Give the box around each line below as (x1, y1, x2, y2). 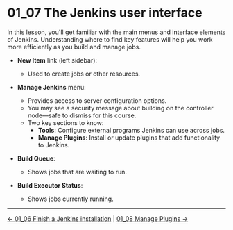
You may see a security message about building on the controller (27, 104, 214, 112)
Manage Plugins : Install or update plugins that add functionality (37, 133, 221, 142)
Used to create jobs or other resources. (27, 69, 141, 78)
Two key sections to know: (27, 118, 104, 126)
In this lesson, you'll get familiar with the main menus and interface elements (7, 28, 226, 36)
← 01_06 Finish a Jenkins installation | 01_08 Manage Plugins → (7, 214, 189, 223)
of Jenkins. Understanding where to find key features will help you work (7, 35, 213, 43)
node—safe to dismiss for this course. (27, 111, 137, 120)
